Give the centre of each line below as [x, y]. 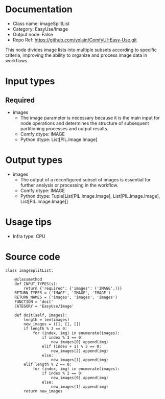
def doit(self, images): [41, 315]
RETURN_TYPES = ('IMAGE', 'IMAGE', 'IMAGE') [63, 293]
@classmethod [28, 279]
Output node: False [33, 34]
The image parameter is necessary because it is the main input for [90, 118]
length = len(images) [47, 320]
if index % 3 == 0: [62, 337]
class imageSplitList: [29, 270]
